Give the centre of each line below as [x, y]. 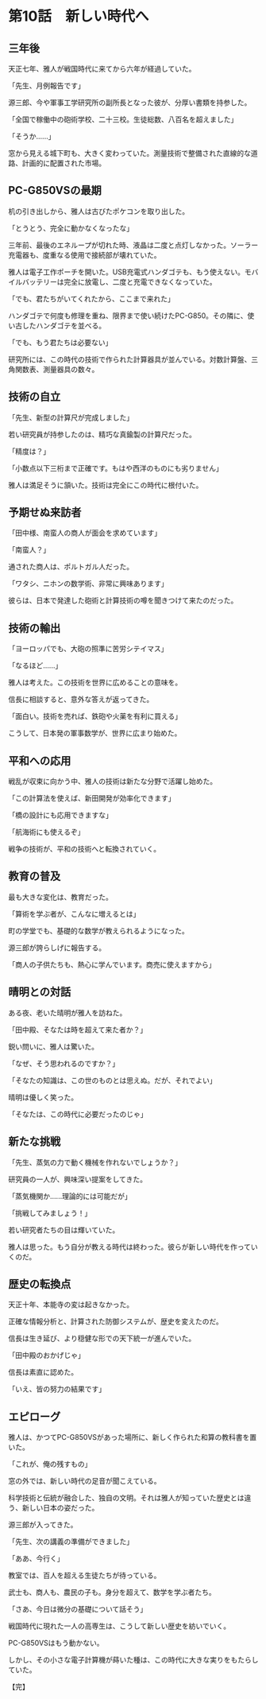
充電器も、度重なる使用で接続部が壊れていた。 [85, 254]
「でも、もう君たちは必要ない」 [60, 342]
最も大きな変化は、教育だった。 [60, 897]
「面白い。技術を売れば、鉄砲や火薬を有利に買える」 [95, 716]
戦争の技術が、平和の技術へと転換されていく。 [85, 849]
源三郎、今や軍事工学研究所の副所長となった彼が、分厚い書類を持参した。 [130, 103]
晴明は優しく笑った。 [43, 1097]
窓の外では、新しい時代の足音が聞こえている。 [85, 1481]
